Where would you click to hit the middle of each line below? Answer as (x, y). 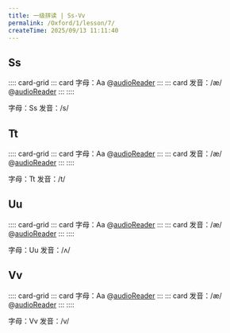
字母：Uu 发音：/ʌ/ (39, 250)
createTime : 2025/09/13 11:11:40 (63, 30)
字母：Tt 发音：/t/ (37, 179)
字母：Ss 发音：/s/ (38, 108)
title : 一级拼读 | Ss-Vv (47, 15)
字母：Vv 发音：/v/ (39, 321)
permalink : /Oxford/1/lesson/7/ (61, 23)
